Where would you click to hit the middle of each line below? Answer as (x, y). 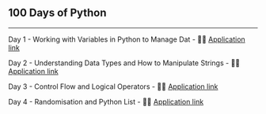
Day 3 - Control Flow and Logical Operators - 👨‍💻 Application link (113, 86)
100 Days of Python (57, 13)
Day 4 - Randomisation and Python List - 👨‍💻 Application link (106, 101)
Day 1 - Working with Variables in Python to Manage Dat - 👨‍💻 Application (127, 39)
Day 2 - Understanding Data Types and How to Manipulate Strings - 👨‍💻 (124, 63)
